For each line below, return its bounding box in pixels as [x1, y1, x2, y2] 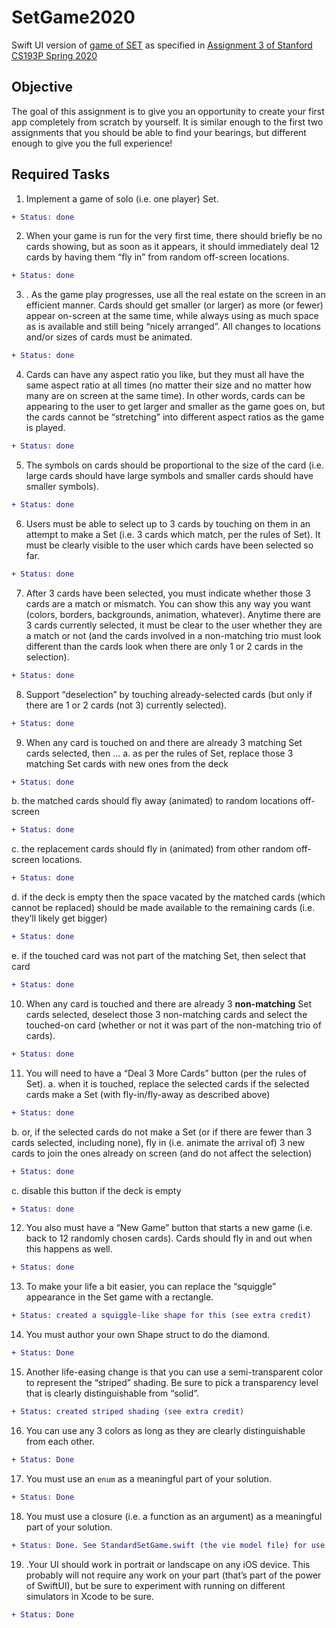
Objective [11, 79, 74, 96]
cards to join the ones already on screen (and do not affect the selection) [11, 1147, 313, 1159]
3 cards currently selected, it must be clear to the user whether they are [25, 619, 323, 631]
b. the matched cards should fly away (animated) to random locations [11, 795, 298, 807]
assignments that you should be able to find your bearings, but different [11, 126, 307, 138]
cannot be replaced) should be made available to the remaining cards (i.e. [11, 902, 316, 914]
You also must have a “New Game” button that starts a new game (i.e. [25, 1222, 313, 1234]
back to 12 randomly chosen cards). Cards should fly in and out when [25, 1232, 313, 1245]
